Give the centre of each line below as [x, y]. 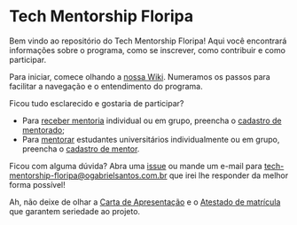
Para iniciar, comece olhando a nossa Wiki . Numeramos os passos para [140, 76]
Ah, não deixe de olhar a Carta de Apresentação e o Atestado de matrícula [145, 202]
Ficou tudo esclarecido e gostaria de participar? [97, 103]
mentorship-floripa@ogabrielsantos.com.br [88, 175]
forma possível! [38, 184]
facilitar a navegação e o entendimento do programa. [106, 86]
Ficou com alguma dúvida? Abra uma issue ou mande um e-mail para [136, 166]
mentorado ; [43, 129]
